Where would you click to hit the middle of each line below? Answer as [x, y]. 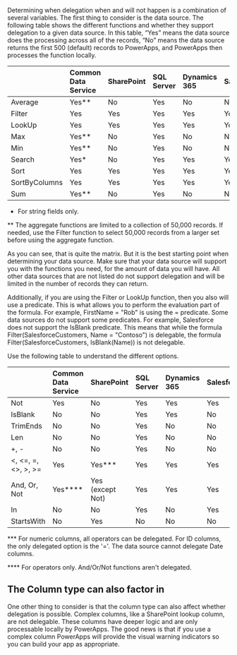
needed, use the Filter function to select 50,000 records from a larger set [114, 233]
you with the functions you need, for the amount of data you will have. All [114, 269]
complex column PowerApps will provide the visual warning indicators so [114, 636]
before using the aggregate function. [61, 240]
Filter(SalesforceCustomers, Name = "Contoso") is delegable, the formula [114, 335]
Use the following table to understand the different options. [93, 356]
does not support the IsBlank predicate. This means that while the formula [115, 327]
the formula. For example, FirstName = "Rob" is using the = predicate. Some [118, 312]
